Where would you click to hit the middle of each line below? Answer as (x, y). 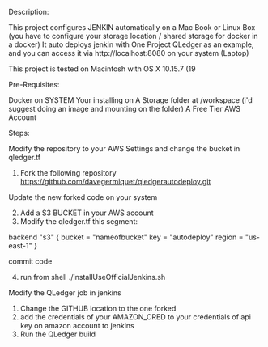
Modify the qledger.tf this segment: (79, 221)
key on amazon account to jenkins (77, 326)
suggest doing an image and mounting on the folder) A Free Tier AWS (125, 109)
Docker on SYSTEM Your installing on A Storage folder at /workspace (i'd (130, 100)
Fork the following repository (68, 173)
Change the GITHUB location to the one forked (98, 308)
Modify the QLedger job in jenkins (65, 293)
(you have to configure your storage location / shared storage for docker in (133, 36)
